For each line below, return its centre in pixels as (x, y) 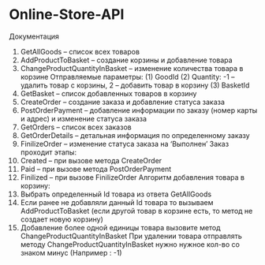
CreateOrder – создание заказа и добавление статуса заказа (123, 102)
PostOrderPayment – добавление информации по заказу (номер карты (139, 110)
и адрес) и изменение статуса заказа (84, 118)
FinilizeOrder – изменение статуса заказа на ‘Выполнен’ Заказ (125, 144)
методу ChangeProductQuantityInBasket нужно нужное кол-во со (130, 244)
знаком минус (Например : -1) (71, 252)
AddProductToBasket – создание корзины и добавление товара (126, 60)
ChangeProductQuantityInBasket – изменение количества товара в (132, 68)
